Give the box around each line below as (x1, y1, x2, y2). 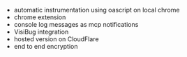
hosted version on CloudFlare (13, 35, 99, 43)
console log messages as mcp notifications (13, 21, 139, 28)
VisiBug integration (13, 27, 69, 36)
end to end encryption (13, 43, 78, 50)
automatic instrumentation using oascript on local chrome (13, 6, 180, 14)
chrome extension (13, 13, 66, 21)
